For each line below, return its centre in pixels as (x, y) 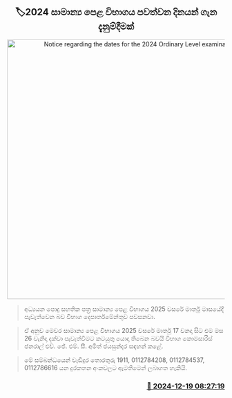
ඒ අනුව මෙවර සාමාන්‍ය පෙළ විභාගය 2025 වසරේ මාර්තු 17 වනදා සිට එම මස (124, 330)
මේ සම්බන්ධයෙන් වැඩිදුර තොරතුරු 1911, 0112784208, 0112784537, (114, 360)
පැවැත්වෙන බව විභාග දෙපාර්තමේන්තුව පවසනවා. (89, 316)
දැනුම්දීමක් (116, 27)
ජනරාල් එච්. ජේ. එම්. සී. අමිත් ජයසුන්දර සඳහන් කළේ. (94, 346)
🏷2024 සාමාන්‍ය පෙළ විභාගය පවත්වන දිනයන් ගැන (116, 12)
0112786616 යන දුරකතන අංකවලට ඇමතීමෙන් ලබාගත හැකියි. (106, 368)
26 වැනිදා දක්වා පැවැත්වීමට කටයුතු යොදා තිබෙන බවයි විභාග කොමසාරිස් (118, 338)
